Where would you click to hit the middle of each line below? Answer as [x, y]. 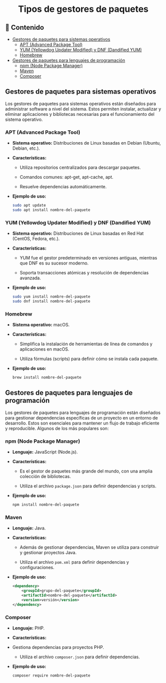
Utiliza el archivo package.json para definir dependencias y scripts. [88, 486]
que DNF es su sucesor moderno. [54, 263]
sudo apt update [29, 206]
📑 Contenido [25, 27]
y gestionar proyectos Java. [48, 553]
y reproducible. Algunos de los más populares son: [57, 428]
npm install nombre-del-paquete [46, 505]
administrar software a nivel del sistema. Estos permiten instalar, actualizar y [83, 109]
